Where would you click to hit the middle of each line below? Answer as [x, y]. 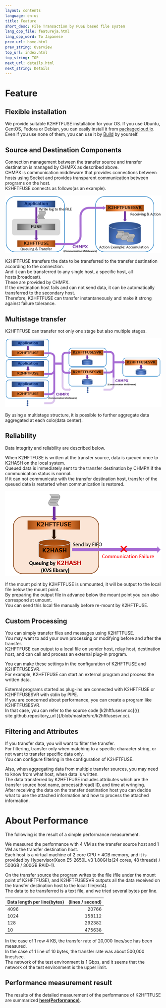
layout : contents [23, 10]
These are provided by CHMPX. [38, 282]
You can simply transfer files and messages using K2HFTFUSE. [70, 633]
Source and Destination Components [63, 150]
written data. [18, 680]
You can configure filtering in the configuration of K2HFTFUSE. [69, 759]
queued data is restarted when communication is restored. [65, 484]
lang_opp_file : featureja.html [37, 32]
